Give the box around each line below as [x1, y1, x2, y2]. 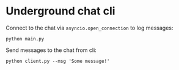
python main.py [5, 36, 45, 42]
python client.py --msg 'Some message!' [5, 58, 111, 64]
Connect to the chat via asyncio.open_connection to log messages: [5, 24, 174, 31]
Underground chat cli [5, 4, 115, 18]
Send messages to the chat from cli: [5, 46, 97, 54]
